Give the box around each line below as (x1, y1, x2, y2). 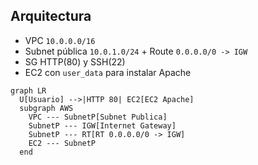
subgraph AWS (19, 103, 74, 113)
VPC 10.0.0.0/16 (24, 34, 96, 46)
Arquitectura (10, 8, 92, 25)
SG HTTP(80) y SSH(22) (24, 55, 126, 68)
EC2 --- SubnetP (28, 138, 97, 148)
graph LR (10, 85, 47, 96)
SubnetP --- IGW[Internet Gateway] (28, 120, 177, 131)
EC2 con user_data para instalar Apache (24, 66, 192, 78)
